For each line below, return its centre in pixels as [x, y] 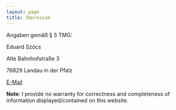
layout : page [23, 12]
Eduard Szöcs [24, 47]
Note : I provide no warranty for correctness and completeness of [88, 94]
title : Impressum [28, 18]
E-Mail [15, 82]
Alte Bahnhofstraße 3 [33, 58]
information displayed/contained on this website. [68, 100]
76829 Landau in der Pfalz [40, 70]
